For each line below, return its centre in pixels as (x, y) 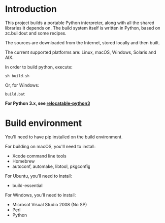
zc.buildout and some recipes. (36, 33)
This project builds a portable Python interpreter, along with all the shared (80, 23)
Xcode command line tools (39, 156)
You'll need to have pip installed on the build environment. (64, 137)
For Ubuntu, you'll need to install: (39, 176)
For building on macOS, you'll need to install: (50, 146)
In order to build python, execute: (39, 67)
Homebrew (23, 161)
